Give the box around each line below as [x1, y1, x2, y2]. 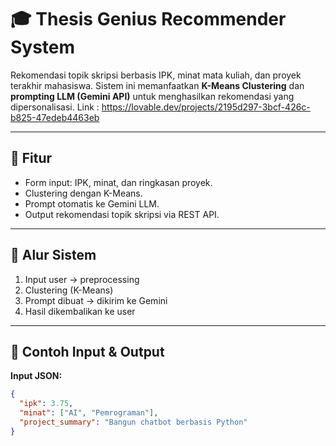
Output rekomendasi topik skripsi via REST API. [24, 208, 220, 220]
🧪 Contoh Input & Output [10, 343, 165, 360]
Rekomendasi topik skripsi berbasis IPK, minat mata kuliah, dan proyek [10, 69, 302, 81]
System [10, 36, 76, 59]
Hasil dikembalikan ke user [24, 305, 136, 317]
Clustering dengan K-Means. [24, 187, 143, 199]
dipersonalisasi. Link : [10, 101, 100, 113]
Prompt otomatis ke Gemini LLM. [24, 197, 160, 210]
